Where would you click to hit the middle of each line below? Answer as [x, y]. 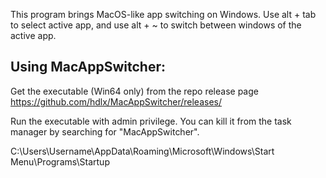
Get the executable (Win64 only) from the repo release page [134, 91]
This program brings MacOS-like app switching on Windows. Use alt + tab [163, 14]
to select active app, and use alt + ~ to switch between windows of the [156, 25]
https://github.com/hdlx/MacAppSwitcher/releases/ [116, 101]
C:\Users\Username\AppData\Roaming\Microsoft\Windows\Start [142, 151]
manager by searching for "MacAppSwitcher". [105, 131]
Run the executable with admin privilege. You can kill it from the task [151, 121]
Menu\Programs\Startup [60, 161]
